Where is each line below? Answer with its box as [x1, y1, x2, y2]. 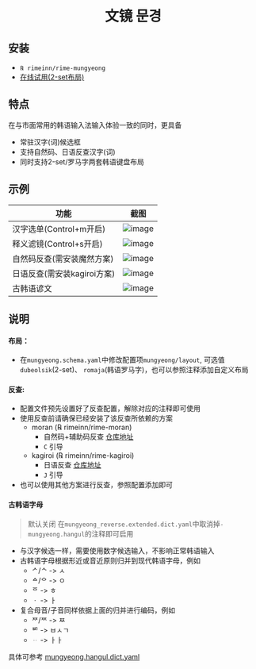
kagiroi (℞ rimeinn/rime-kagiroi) [31, 451, 135, 460]
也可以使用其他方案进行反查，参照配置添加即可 [19, 480, 173, 490]
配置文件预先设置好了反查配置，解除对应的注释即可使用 [19, 404, 201, 413]
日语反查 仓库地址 [43, 460, 101, 470]
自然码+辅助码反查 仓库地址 [43, 432, 134, 441]
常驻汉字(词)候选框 [19, 136, 82, 147]
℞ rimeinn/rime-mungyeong [19, 64, 105, 72]
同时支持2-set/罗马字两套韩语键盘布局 [19, 156, 144, 167]
